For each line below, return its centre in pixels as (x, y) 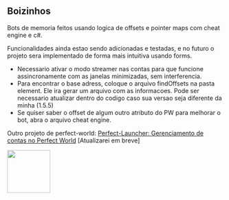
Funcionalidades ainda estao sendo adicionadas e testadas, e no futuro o (111, 48)
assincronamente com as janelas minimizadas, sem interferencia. (109, 76)
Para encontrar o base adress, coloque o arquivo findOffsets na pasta (116, 83)
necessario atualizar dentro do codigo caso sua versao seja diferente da (119, 98)
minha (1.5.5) (35, 105)
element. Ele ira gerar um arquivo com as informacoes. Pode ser (108, 90)
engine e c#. (25, 35)
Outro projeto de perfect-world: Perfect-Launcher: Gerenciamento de (106, 133)
